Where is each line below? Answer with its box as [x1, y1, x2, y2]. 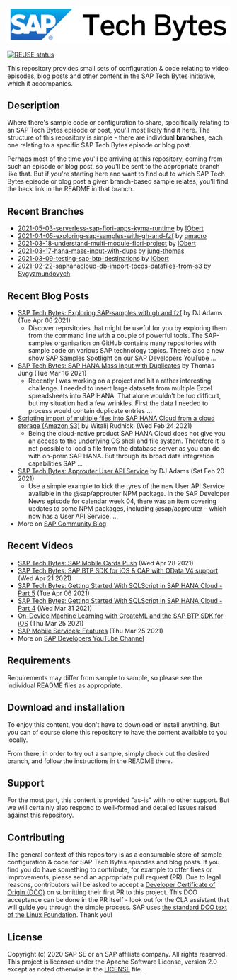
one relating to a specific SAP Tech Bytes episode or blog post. [7, 141, 192, 150]
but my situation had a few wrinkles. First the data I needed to [28, 399, 209, 407]
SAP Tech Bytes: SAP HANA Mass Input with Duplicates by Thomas [17, 361, 214, 370]
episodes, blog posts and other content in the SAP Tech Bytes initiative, [7, 72, 216, 80]
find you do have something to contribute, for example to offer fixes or [7, 865, 212, 874]
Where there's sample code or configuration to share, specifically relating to [7, 118, 230, 127]
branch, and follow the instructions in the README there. [7, 757, 173, 765]
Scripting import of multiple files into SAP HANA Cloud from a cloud [17, 414, 215, 423]
